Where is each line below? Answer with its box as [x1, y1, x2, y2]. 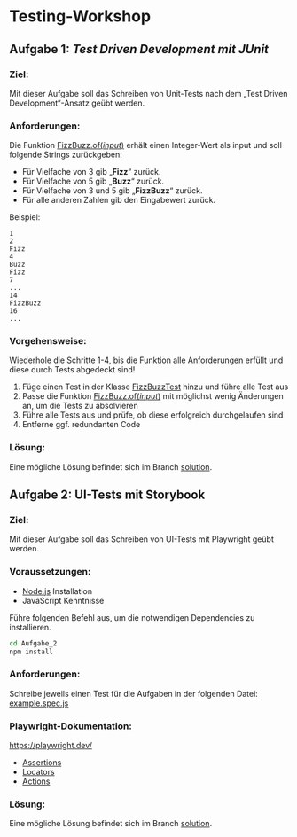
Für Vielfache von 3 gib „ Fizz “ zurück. [21, 167, 161, 177]
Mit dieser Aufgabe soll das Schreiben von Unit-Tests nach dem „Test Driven [9, 88, 288, 98]
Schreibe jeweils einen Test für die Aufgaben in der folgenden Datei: [9, 688, 259, 699]
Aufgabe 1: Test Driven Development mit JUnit [9, 42, 269, 57]
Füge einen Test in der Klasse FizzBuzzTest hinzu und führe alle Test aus [21, 381, 289, 392]
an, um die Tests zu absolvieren [21, 401, 139, 411]
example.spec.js [9, 698, 69, 708]
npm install [9, 647, 53, 656]
